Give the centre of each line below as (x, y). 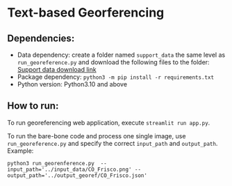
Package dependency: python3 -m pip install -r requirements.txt (115, 77)
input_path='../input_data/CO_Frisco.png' (69, 169)
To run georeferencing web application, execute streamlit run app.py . (109, 122)
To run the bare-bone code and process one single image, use (97, 136)
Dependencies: (41, 38)
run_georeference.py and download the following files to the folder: (113, 62)
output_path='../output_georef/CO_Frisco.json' (77, 175)
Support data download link (57, 69)
